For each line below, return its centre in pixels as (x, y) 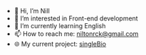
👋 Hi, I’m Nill (32, 11)
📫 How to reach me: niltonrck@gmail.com (76, 34)
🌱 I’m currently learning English (60, 26)
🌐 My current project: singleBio (60, 44)
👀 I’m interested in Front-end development (76, 18)
